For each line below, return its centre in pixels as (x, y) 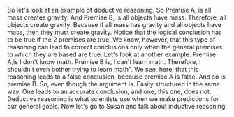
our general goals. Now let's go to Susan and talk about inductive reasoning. (117, 106)
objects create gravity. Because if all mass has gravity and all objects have (114, 25)
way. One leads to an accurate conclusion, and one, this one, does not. (109, 91)
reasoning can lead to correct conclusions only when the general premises (115, 47)
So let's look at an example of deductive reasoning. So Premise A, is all (109, 10)
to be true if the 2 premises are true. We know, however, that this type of (111, 40)
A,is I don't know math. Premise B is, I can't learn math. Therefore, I (104, 62)
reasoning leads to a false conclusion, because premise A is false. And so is (116, 77)
